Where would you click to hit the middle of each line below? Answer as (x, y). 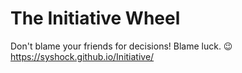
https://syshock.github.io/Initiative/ (82, 56)
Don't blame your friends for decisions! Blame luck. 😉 (121, 46)
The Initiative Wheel (95, 18)
